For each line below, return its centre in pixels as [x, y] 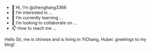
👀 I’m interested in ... [32, 13]
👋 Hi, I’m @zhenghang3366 [39, 7]
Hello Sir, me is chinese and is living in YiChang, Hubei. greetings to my [75, 39]
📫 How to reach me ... [34, 28]
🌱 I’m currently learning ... [37, 18]
